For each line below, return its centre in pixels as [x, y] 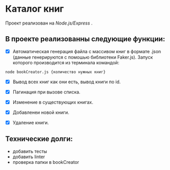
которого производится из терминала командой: [66, 62]
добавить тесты [30, 151]
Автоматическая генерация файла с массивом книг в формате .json [87, 51]
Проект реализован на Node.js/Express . [49, 23]
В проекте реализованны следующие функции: [85, 39]
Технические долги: [39, 139]
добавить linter [29, 157]
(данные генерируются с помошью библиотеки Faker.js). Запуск [83, 57]
